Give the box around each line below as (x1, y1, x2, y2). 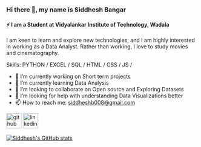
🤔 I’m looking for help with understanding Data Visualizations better (15, 92, 183, 99)
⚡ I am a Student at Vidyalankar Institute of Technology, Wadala (6, 21, 170, 28)
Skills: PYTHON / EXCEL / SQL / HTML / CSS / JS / (6, 61, 133, 68)
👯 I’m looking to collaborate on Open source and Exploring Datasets (15, 86, 184, 93)
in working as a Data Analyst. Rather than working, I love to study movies (6, 43, 188, 50)
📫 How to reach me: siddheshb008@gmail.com (15, 99, 135, 106)
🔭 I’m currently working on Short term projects (15, 73, 131, 80)
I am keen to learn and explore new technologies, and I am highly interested (6, 36, 195, 44)
